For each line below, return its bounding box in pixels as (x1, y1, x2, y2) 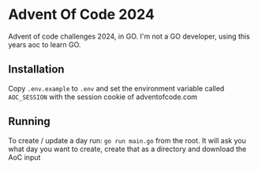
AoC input (8, 152, 41, 162)
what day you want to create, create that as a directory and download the (8, 144, 247, 153)
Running (8, 115, 51, 128)
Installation (8, 63, 65, 76)
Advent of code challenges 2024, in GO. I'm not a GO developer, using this (8, 31, 251, 41)
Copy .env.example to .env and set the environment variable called (8, 83, 225, 93)
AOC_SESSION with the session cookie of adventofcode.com (8, 92, 198, 102)
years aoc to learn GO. (8, 39, 81, 49)
